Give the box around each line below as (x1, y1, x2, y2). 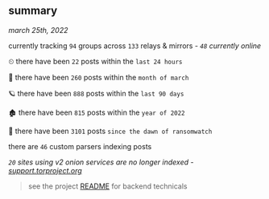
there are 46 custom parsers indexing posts (8, 141, 152, 151)
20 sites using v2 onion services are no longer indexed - (8, 157, 194, 167)
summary (8, 4, 58, 18)
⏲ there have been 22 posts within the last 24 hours (8, 56, 183, 66)
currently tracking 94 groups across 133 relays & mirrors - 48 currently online (8, 41, 262, 51)
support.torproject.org (8, 165, 82, 175)
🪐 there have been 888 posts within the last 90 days (8, 88, 184, 98)
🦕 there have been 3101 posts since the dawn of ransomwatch (8, 126, 213, 136)
